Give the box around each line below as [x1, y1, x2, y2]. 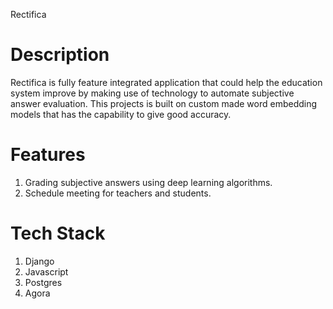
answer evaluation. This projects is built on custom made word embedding [10, 97, 318, 109]
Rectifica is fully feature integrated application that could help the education [10, 76, 323, 88]
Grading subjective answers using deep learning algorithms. [24, 176, 273, 188]
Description [10, 44, 110, 66]
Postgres [24, 276, 63, 288]
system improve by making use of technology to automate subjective [10, 87, 295, 99]
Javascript [24, 265, 69, 278]
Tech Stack [10, 222, 106, 245]
